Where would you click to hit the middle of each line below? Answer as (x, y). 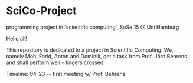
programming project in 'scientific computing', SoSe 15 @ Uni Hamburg (93, 27)
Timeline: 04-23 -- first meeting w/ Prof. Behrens (66, 74)
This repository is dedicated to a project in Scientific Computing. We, (90, 50)
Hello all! (17, 38)
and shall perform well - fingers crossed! (55, 62)
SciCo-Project (41, 11)
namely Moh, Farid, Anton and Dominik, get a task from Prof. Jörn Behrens (97, 56)
